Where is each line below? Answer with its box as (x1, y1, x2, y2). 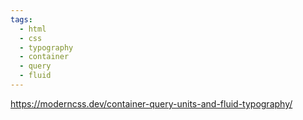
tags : (10, 14, 33, 25)
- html (19, 24, 47, 34)
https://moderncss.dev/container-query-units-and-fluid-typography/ (10, 97, 293, 110)
